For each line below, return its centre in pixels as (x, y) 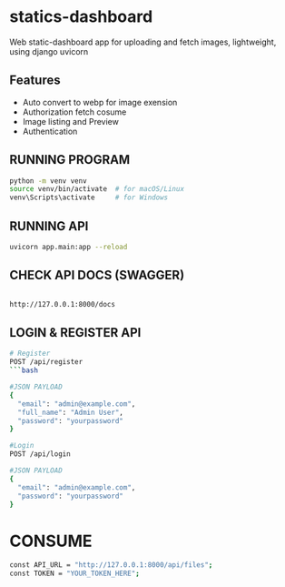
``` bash (24, 370)
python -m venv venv (49, 181)
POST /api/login (40, 454)
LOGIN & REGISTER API (75, 333)
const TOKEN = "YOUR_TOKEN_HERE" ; (75, 574)
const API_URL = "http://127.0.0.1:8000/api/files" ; (111, 565)
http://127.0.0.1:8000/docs (63, 304)
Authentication (50, 131)
